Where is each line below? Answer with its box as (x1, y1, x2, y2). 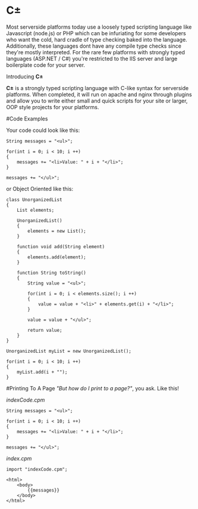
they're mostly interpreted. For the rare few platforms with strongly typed (6, 48, 186, 55)
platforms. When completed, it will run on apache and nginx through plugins (6, 91, 192, 98)
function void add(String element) (17, 243, 105, 249)
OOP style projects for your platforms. (6, 103, 99, 110)
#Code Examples (6, 115, 48, 122)
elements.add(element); (27, 254, 86, 260)
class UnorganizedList (6, 196, 62, 203)
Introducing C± (6, 73, 43, 80)
